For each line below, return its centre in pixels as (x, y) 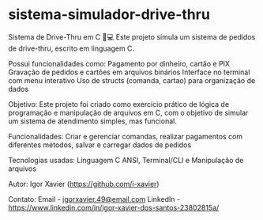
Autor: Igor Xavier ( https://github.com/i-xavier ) (84, 184)
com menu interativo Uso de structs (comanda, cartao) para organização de (132, 80)
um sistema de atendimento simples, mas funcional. (93, 121)
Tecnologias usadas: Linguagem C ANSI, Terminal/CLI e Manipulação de (126, 160)
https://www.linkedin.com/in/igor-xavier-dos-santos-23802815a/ (114, 207)
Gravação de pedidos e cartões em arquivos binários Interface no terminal (129, 72)
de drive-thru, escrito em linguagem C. (71, 48)
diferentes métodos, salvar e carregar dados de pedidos (100, 145)
